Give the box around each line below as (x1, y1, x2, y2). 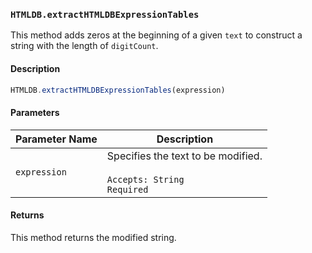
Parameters (10, 106, 60, 118)
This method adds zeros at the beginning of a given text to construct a (10, 29, 303, 41)
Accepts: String (106, 174, 185, 185)
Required (106, 184, 149, 195)
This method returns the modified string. (10, 231, 177, 243)
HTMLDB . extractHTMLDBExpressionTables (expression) (10, 85, 226, 95)
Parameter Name (15, 132, 98, 146)
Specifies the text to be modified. (106, 149, 263, 163)
